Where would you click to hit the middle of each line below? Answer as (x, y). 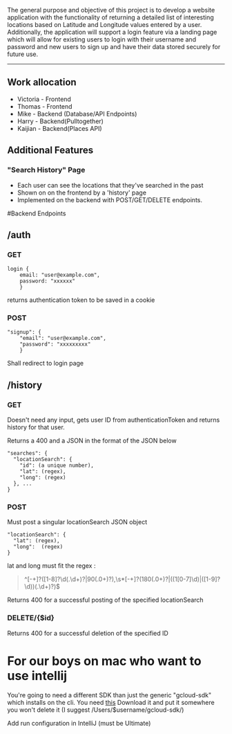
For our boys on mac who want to (104, 661)
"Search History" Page (46, 170)
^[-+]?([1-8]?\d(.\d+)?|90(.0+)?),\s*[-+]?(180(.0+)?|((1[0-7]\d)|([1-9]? (122, 579)
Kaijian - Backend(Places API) (59, 128)
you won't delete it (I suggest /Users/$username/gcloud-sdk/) (96, 710)
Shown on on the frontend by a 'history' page (82, 193)
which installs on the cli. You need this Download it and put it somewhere (111, 702)
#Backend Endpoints (37, 213)
